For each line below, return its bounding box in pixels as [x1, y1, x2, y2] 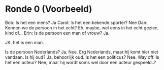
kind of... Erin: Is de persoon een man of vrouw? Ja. [5, 30, 110, 36]
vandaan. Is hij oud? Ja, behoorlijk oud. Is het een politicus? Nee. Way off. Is [5, 54, 160, 60]
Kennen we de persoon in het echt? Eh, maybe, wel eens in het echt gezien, [5, 24, 159, 30]
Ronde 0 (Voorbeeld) [5, 3, 93, 15]
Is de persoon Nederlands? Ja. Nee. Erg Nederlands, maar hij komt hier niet [5, 49, 159, 55]
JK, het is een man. [5, 39, 44, 45]
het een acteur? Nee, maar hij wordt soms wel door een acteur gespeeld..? [5, 59, 156, 65]
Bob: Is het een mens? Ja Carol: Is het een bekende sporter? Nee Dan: [5, 20, 148, 25]
